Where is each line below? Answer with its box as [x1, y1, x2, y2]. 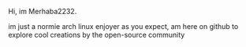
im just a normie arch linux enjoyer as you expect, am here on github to [8, 22, 239, 31]
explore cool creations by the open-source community [8, 31, 185, 39]
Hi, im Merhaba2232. [8, 7, 77, 16]
